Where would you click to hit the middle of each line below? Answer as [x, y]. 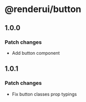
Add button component [36, 53]
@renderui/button [43, 9]
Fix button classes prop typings [44, 94]
